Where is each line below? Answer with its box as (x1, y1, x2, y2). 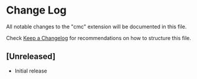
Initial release (14, 67, 47, 74)
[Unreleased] (6, 51, 56, 62)
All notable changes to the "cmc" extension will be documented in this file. (6, 23, 187, 30)
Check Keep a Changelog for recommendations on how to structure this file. (6, 34, 192, 41)
